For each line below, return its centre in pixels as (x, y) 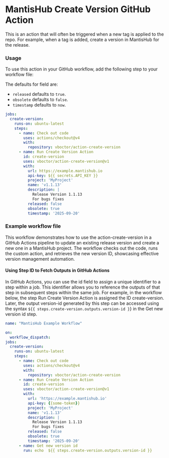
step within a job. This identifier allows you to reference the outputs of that (83, 287)
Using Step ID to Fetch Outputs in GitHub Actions (58, 270)
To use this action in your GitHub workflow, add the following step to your (81, 69)
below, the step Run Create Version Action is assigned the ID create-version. (85, 298)
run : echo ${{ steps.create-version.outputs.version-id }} (88, 450)
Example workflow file (33, 226)
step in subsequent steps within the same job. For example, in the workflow (84, 292)
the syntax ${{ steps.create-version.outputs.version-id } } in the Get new (84, 308)
